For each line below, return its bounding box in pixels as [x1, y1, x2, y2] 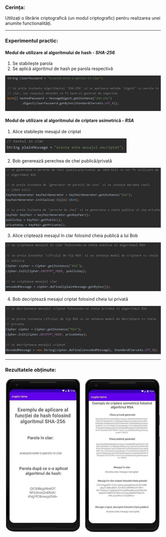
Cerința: [5, 4, 26, 11]
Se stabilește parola [12, 61, 53, 67]
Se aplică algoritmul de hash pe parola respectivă [12, 66, 113, 72]
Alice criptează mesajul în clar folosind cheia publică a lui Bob [12, 232, 138, 238]
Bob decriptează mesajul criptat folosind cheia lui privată [12, 296, 128, 302]
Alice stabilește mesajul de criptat [12, 128, 82, 134]
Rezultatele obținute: [5, 366, 57, 373]
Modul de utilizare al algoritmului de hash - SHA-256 [5, 49, 115, 55]
